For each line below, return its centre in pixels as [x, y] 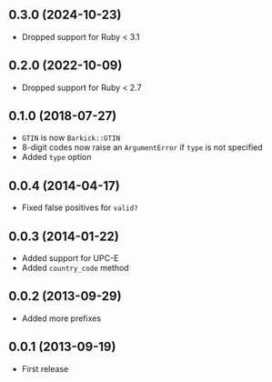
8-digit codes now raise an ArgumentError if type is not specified [142, 147]
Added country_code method [75, 268]
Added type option [56, 157]
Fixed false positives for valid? [80, 207]
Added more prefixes [61, 318]
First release [45, 368]
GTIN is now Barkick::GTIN [71, 138]
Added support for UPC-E [70, 258]
